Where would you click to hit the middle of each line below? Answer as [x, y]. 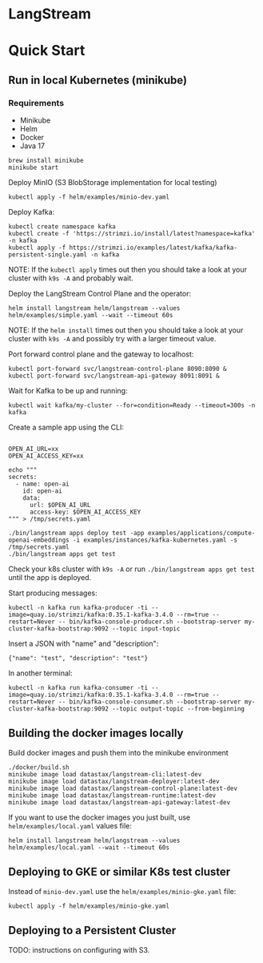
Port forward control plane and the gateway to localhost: [101, 354]
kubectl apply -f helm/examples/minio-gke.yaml [89, 906]
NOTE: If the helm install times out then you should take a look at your [126, 330]
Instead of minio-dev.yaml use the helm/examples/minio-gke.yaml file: [122, 891]
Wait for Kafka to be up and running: [68, 391]
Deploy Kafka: [32, 212]
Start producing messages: [53, 593]
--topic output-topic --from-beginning [178, 709]
